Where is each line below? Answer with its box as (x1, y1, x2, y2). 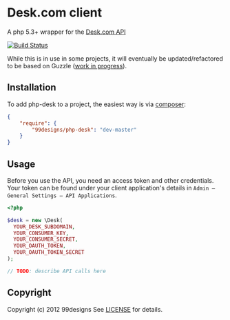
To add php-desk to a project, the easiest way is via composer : (7, 100, 186, 108)
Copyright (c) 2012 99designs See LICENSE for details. (7, 305, 163, 313)
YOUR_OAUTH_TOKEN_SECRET (13, 249, 85, 256)
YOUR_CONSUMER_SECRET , (13, 236, 79, 243)
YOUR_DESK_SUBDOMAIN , (13, 223, 76, 230)
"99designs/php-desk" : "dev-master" (32, 126, 137, 133)
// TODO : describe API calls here (7, 268, 107, 274)
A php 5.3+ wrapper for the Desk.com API (7, 28, 126, 36)
